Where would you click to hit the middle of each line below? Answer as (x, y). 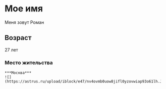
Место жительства (29, 62)
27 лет (11, 49)
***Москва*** (18, 73)
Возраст (18, 38)
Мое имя (24, 9)
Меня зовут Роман (24, 22)
